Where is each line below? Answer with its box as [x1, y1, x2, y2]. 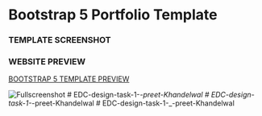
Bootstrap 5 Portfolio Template [8, 6, 218, 24]
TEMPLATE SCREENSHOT [8, 35, 111, 46]
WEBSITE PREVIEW [8, 56, 86, 68]
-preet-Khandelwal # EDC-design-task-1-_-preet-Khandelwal [31, 98, 235, 108]
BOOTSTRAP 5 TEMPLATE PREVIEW [8, 74, 130, 84]
